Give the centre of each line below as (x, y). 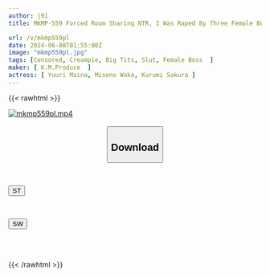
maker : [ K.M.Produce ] (50, 68)
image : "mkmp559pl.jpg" (48, 53)
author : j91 (28, 16)
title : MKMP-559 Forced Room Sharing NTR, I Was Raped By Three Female (131, 23)
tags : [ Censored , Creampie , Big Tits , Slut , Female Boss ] (111, 60)
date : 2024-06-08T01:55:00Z (55, 45)
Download (135, 147)
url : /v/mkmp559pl (39, 38)
